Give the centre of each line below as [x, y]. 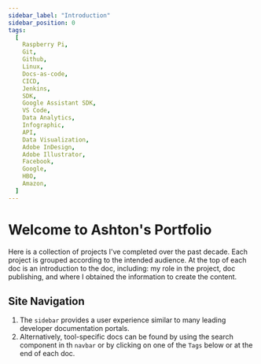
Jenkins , [37, 88]
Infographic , [44, 125]
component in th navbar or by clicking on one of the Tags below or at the [136, 345]
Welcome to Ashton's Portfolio [110, 230]
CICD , [31, 81]
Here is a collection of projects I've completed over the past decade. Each [128, 252]
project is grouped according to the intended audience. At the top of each [127, 259]
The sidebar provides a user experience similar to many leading [123, 320]
